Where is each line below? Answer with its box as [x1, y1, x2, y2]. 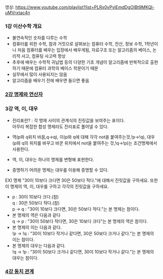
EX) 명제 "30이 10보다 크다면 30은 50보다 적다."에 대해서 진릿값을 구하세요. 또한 [5, 177, 158, 183]
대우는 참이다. [12, 255, 39, 260]
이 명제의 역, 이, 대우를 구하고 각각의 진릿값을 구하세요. [5, 183, 109, 189]
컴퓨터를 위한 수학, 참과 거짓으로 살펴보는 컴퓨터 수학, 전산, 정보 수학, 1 [12, 41, 146, 47]
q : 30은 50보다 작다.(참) [12, 200, 60, 206]
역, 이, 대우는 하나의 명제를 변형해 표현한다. [12, 156, 94, 162]
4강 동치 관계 [5, 268, 34, 275]
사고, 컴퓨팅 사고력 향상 [21, 53, 66, 59]
